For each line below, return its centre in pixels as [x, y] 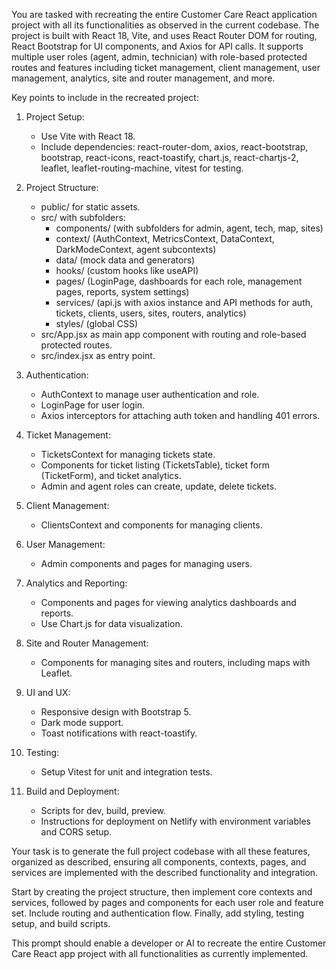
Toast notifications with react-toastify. [119, 733]
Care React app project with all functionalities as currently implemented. [160, 953]
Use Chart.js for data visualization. [111, 623]
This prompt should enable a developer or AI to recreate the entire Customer [169, 943]
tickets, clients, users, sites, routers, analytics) [151, 313]
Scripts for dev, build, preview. [103, 810]
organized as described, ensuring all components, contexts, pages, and [159, 862]
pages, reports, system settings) [122, 292]
